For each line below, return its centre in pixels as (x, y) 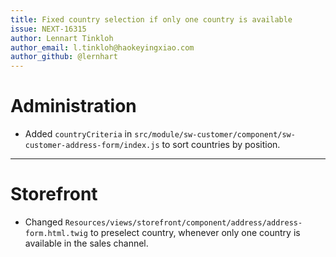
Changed (43, 222)
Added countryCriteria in (78, 134)
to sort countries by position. (221, 145)
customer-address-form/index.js (92, 146)
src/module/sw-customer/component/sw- (215, 135)
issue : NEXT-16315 (48, 29)
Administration (73, 106)
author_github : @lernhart (64, 57)
